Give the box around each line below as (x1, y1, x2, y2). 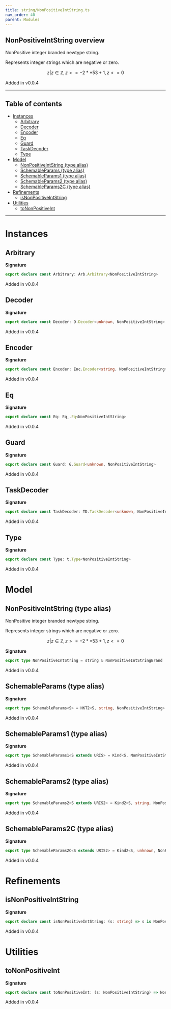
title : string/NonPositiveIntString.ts (5, 7, 90, 13)
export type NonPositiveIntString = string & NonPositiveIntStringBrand (5, 658, 163, 663)
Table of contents (5, 99, 62, 108)
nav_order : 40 (5, 12, 36, 17)
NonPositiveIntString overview (5, 36, 105, 44)
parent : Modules (5, 17, 40, 22)
